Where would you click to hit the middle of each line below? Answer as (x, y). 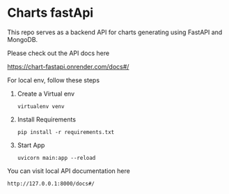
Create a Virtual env (46, 94)
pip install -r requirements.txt (66, 132)
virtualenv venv (41, 106)
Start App (31, 145)
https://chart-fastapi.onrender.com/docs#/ (68, 66)
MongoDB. (23, 39)
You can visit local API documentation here (69, 171)
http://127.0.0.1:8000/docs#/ (51, 184)
